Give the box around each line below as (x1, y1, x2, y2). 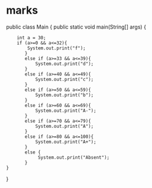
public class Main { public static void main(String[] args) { (6, 23, 147, 30)
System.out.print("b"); (35, 92, 94, 98)
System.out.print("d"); (35, 61, 94, 67)
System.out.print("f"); (27, 45, 86, 51)
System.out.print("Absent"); (37, 154, 110, 161)
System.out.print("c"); (35, 76, 94, 82)
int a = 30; (17, 35, 46, 40)
